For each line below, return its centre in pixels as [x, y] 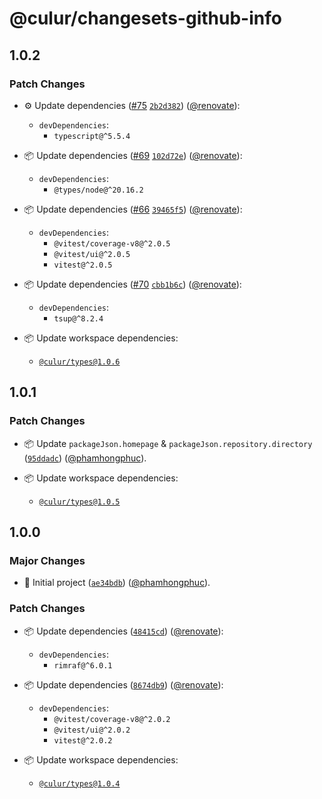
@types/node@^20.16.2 [98, 190]
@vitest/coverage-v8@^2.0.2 [112, 719]
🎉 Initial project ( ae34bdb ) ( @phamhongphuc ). [117, 583]
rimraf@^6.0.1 [83, 665]
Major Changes [47, 560]
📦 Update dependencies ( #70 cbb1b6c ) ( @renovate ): [132, 284]
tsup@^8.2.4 [78, 318]
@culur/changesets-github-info [145, 18]
